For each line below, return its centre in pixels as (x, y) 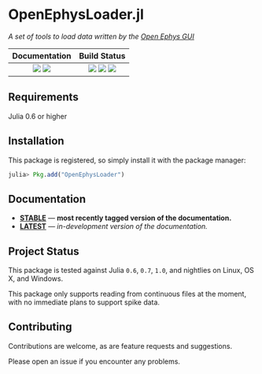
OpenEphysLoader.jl (76, 15)
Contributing (40, 327)
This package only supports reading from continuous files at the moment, (127, 294)
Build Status (102, 55)
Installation (36, 141)
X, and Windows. (36, 279)
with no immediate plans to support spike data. (84, 302)
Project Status (44, 251)
